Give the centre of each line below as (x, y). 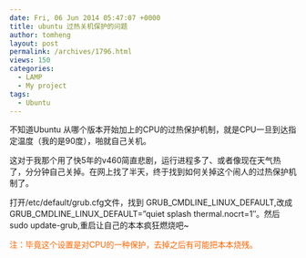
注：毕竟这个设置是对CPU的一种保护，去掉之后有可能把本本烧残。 (133, 245)
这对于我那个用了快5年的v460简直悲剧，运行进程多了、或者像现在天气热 (145, 160)
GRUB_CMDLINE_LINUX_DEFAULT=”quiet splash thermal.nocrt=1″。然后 (145, 214)
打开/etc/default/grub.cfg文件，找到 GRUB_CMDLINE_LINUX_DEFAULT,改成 (151, 202)
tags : (20, 94)
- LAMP (30, 77)
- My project (42, 86)
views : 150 (30, 60)
